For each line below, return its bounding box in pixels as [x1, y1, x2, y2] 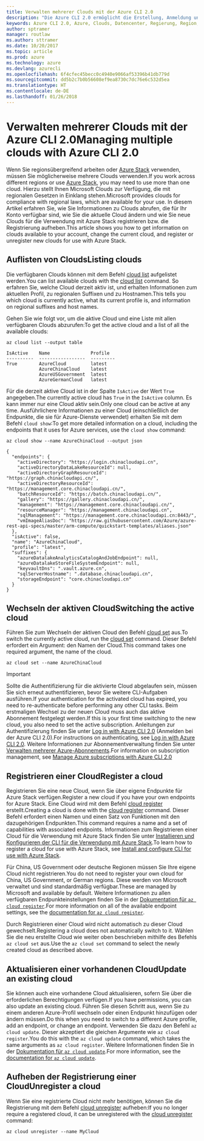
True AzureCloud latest [6, 360, 107, 367]
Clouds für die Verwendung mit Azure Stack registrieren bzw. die [6, 217, 169, 225]
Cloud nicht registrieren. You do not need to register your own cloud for [6, 870, 184, 877]
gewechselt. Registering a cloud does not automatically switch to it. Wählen [6, 927, 194, 934]
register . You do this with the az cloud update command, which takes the [6, 1035, 190, 1042]
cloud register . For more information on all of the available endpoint [6, 902, 177, 909]
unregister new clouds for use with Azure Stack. [6, 236, 127, 244]
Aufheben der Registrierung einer [6, 1072, 137, 1082]
